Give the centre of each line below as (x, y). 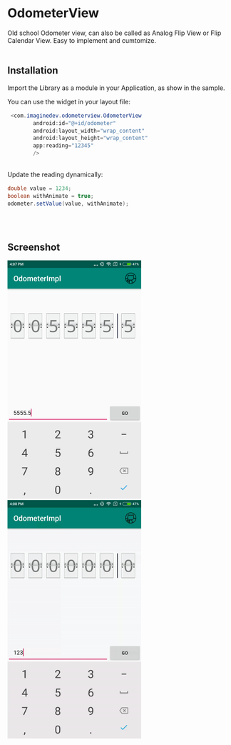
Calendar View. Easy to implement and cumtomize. (82, 40)
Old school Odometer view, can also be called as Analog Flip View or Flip (114, 33)
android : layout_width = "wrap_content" (89, 131)
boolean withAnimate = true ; (51, 196)
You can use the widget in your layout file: (69, 101)
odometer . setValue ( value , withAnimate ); (68, 204)
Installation (33, 70)
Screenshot (34, 247)
